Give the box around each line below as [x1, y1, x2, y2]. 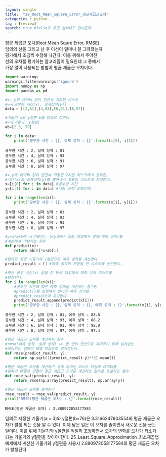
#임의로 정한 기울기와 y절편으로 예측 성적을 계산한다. [5, 257, 100, 262]
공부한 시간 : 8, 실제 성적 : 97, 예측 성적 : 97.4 [5, 328, 100, 333]
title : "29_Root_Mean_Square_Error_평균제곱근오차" [5, 12, 109, 17]
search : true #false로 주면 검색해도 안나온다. [5, 26, 94, 31]
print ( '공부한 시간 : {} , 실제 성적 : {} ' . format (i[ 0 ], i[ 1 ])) [14, 138, 137, 143]
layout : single [5, 7, 37, 12]
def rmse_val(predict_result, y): [5, 373, 77, 379]
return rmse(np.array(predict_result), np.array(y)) [14, 378, 125, 383]
